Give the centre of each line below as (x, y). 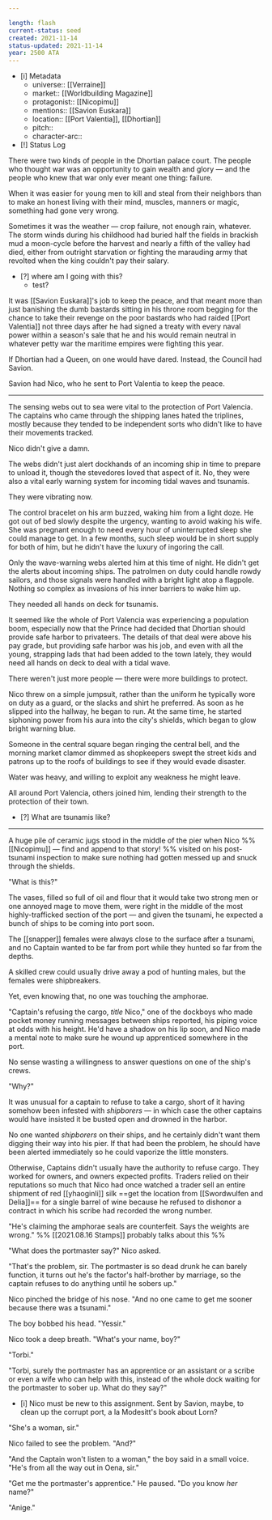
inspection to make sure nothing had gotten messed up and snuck (147, 858)
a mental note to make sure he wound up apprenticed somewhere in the (128, 1038)
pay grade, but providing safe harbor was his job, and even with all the (126, 646)
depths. (21, 957)
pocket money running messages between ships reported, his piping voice (133, 1021)
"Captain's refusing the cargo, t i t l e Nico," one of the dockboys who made (131, 1012)
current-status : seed (45, 30)
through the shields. (42, 866)
